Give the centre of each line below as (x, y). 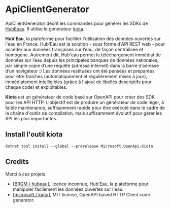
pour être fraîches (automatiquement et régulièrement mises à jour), (76, 76)
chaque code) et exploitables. (36, 87)
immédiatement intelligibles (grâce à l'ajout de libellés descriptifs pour (78, 82)
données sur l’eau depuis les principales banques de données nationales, (82, 60)
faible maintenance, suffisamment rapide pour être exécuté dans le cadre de (85, 108)
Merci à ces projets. (26, 174)
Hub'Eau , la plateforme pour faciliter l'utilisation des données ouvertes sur (83, 39)
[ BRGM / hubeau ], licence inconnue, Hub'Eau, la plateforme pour (80, 184)
